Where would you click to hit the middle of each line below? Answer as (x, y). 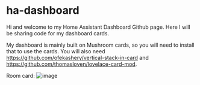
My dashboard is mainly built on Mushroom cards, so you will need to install (100, 45)
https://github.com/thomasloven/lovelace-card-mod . (72, 64)
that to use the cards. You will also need (56, 51)
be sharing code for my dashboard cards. (58, 33)
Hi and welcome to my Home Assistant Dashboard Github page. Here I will (98, 27)
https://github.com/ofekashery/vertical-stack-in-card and (78, 57)
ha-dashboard (43, 10)
